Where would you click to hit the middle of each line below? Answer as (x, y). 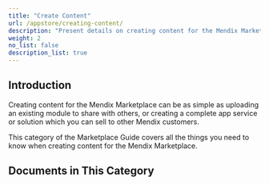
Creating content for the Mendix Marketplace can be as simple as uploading (134, 104)
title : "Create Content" (50, 16)
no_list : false (34, 46)
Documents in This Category (81, 171)
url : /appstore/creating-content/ (66, 23)
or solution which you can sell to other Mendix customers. (104, 122)
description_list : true (48, 53)
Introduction (40, 85)
